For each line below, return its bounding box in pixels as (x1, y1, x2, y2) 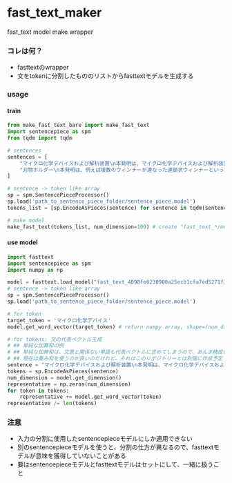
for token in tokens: (7, 387, 70, 394)
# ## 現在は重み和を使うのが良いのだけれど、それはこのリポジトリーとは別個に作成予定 (7, 355, 223, 362)
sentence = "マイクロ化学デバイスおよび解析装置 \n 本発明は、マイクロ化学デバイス (7, 362, 215, 368)
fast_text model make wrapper (7, 28, 94, 36)
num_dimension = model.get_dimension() (7, 374, 122, 381)
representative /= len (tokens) (7, 400, 97, 407)
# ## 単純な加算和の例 (7, 342, 64, 349)
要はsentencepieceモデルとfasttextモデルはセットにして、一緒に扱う (17, 460, 214, 469)
